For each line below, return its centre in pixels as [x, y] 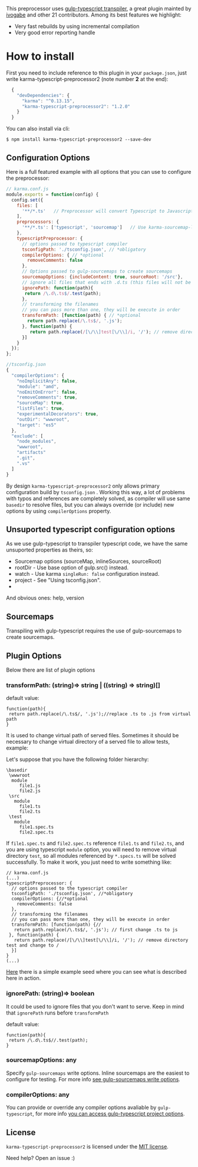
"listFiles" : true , [41, 409]
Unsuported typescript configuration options [91, 529]
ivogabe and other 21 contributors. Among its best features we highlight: [94, 15]
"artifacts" [31, 453]
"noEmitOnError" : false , [47, 392]
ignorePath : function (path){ [57, 288]
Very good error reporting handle [55, 33]
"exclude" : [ [27, 436]
